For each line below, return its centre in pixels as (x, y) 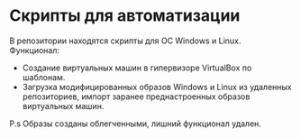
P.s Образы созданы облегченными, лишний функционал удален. (135, 124)
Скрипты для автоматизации (125, 16)
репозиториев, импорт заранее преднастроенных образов (136, 97)
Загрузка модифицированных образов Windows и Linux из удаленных (157, 87)
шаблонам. (44, 77)
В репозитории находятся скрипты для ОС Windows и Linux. (125, 41)
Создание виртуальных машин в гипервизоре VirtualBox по (137, 68)
